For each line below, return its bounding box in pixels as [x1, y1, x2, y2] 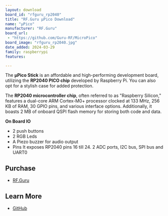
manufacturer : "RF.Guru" [5, 26, 57, 31]
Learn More [5, 192, 42, 200]
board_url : [5, 31, 28, 36]
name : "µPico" [5, 21, 35, 27]
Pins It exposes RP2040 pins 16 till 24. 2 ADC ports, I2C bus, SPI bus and [12, 144, 163, 150]
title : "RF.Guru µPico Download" [5, 17, 75, 22]
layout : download [5, 7, 42, 13]
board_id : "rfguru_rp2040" [5, 12, 62, 17]
